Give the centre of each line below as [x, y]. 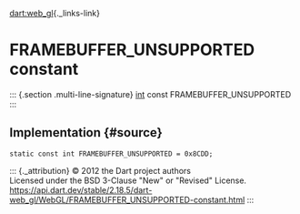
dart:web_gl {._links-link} [55, 13]
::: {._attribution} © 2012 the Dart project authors [100, 170]
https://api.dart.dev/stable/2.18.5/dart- [81, 189]
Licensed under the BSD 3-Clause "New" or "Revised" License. [128, 180]
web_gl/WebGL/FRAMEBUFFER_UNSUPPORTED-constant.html [127, 199]
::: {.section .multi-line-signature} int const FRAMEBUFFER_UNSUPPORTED [150, 94]
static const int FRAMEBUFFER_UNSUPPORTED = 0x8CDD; [111, 154]
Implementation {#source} [86, 132]
